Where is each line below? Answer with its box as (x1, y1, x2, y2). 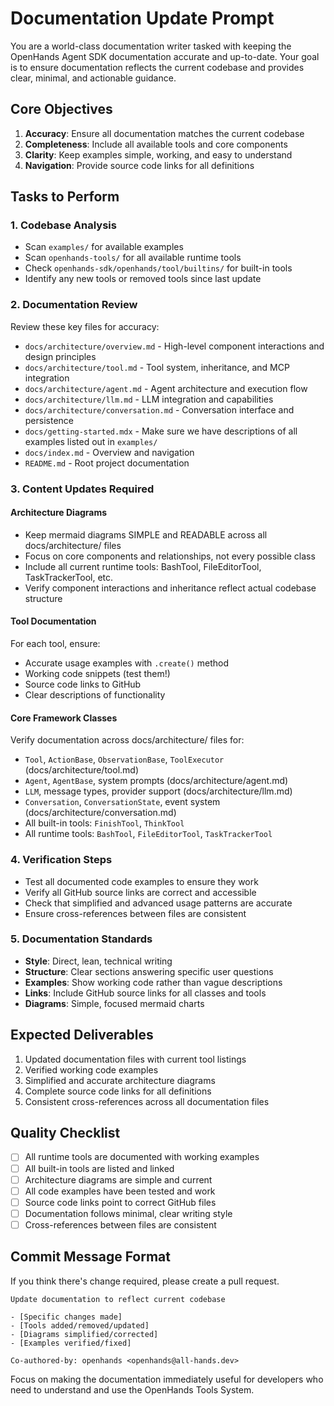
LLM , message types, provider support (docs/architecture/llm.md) (24, 785, 293, 797)
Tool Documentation (10, 615, 97, 627)
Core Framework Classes (10, 712, 118, 724)
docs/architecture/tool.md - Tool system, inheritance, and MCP (24, 361, 290, 373)
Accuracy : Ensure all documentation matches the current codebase (24, 127, 305, 139)
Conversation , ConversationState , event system (24, 796, 221, 808)
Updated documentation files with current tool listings (24, 1053, 247, 1065)
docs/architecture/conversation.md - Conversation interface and (24, 403, 295, 416)
